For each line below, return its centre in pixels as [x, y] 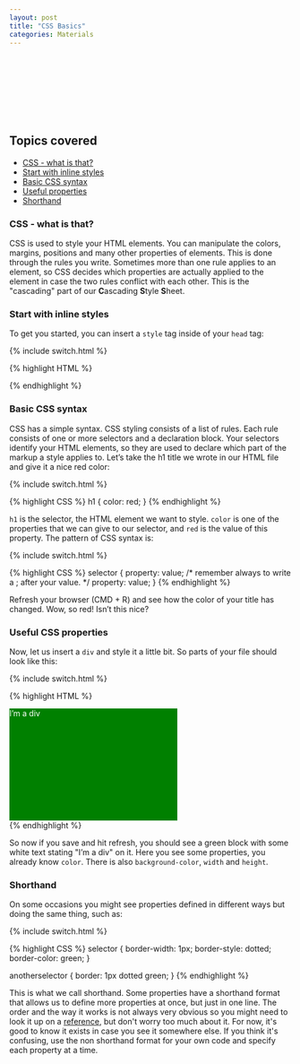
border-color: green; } [50, 958]
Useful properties [55, 191]
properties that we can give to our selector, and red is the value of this [139, 528]
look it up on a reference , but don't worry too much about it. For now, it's [143, 1022]
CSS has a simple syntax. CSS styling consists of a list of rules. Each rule [144, 428]
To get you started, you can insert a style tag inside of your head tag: [137, 333]
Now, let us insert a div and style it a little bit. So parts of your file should [143, 652]
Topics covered [53, 141]
